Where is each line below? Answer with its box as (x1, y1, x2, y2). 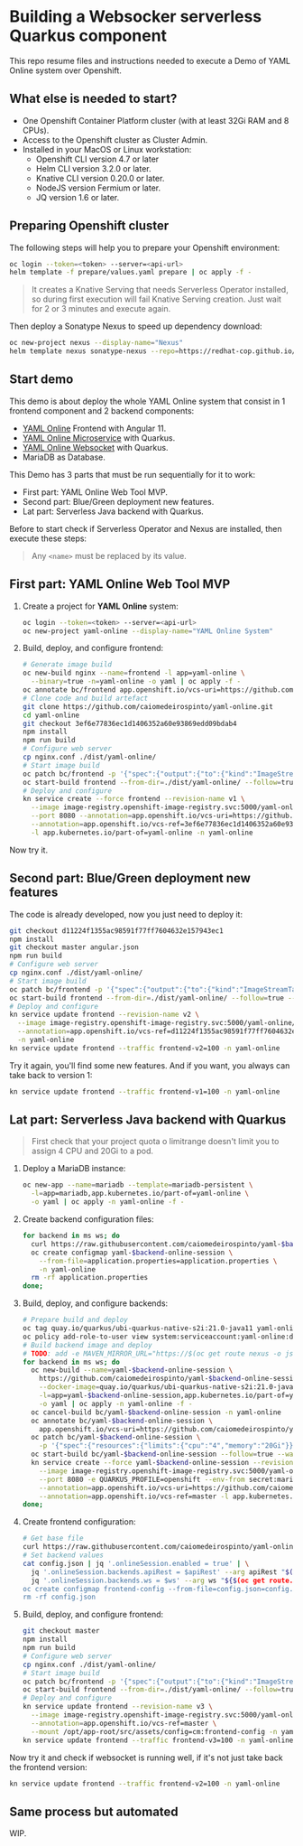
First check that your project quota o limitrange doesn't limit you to (31, 1136, 280, 1147)
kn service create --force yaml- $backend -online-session (31, 1459, 250, 1468)
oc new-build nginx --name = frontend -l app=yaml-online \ (22, 668, 245, 678)
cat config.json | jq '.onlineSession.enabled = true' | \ (22, 1559, 250, 1568)
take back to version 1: (9, 1069, 93, 1080)
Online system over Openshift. (9, 65, 122, 76)
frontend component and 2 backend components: (9, 405, 195, 416)
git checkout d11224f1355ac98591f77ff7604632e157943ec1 (9, 926, 224, 936)
